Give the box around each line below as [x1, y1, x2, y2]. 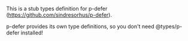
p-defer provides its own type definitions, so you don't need [6, 23, 154, 30]
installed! [20, 29, 43, 36]
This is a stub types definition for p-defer [6, 5, 108, 12]
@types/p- [155, 23, 183, 30]
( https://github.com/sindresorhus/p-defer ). [6, 11, 113, 18]
